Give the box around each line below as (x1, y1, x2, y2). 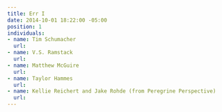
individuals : (7, 29, 45, 37)
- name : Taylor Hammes (7, 74, 73, 82)
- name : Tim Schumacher (7, 36, 77, 43)
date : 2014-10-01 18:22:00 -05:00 (7, 17, 108, 24)
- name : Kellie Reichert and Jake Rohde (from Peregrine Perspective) (7, 88, 216, 95)
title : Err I (7, 10, 45, 17)
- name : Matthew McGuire (7, 62, 79, 69)
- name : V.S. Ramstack (7, 49, 73, 56)
